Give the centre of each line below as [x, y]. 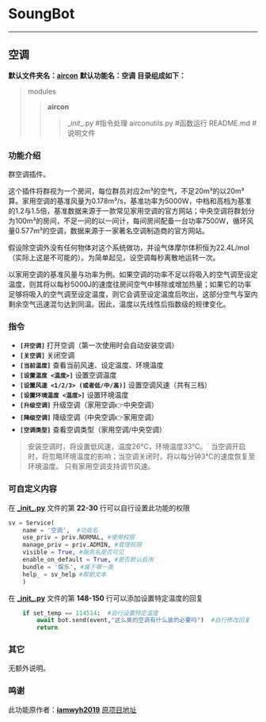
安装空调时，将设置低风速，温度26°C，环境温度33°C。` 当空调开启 [137, 447]
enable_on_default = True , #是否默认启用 [88, 560]
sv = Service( [32, 523]
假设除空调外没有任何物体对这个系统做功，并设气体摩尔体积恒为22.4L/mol [129, 248]
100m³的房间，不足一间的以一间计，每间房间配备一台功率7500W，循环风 [134, 221]
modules [42, 91]
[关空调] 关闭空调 [47, 355]
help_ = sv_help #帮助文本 [65, 574]
